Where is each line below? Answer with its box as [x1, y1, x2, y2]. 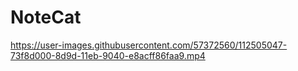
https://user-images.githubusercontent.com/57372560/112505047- [10, 39, 288, 51]
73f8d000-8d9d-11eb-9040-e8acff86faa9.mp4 [10, 49, 206, 61]
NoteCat [10, 6, 82, 29]
